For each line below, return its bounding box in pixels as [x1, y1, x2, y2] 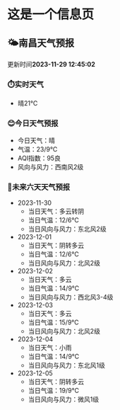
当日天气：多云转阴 [28, 207, 85, 215]
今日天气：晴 [17, 136, 55, 144]
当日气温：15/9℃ [28, 318, 79, 326]
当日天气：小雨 [28, 343, 72, 351]
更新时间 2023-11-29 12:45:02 [7, 60, 95, 68]
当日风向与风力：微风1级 [28, 394, 100, 404]
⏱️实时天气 [7, 79, 44, 89]
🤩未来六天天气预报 [7, 182, 71, 192]
